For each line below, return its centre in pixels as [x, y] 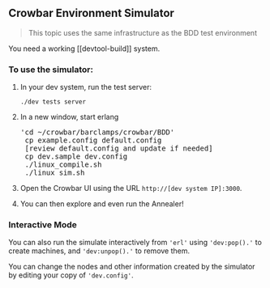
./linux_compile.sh [63, 165]
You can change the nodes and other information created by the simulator [132, 267]
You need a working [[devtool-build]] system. [84, 49]
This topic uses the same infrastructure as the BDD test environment [143, 32]
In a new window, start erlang [69, 117]
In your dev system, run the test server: [86, 87]
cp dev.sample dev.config [76, 157]
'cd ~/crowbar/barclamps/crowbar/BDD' [97, 132]
